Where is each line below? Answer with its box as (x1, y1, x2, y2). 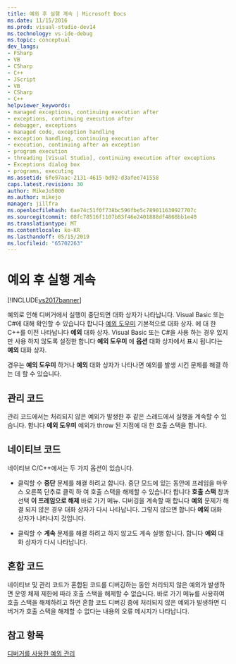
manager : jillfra (7, 200, 58, 208)
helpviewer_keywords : (7, 102, 71, 109)
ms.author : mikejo (7, 194, 61, 201)
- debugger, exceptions (7, 121, 77, 129)
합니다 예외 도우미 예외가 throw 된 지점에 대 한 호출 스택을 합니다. (27, 421, 207, 429)
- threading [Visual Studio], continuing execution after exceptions (7, 154, 216, 162)
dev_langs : (7, 43, 39, 50)
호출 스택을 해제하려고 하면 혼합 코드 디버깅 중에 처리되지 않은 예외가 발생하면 (7, 598, 220, 606)
